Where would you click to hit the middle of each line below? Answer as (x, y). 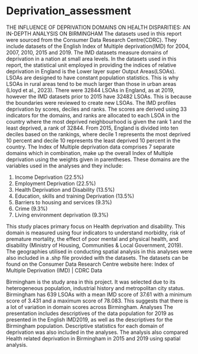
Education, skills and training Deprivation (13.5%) (74, 196)
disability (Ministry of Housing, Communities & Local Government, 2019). (95, 245)
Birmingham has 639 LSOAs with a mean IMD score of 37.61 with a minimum (99, 294)
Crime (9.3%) (31, 208)
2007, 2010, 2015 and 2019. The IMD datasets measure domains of (87, 52)
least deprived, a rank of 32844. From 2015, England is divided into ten (92, 128)
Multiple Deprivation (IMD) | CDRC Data (54, 270)
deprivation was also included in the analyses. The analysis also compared (97, 332)
